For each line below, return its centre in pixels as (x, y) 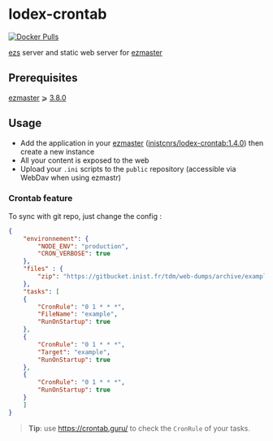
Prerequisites (43, 78)
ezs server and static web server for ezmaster (85, 52)
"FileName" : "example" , (78, 314)
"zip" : (49, 277)
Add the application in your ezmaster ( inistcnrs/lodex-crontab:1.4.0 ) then (142, 142)
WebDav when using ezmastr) (71, 177)
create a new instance (57, 151)
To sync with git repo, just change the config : (85, 216)
